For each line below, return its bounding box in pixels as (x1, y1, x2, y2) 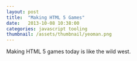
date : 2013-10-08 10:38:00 (6, 20, 80, 26)
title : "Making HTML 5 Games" (6, 14, 85, 21)
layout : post (6, 8, 39, 15)
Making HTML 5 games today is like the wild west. (6, 48, 131, 55)
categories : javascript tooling (6, 25, 88, 32)
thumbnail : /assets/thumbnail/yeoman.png (6, 31, 112, 37)
